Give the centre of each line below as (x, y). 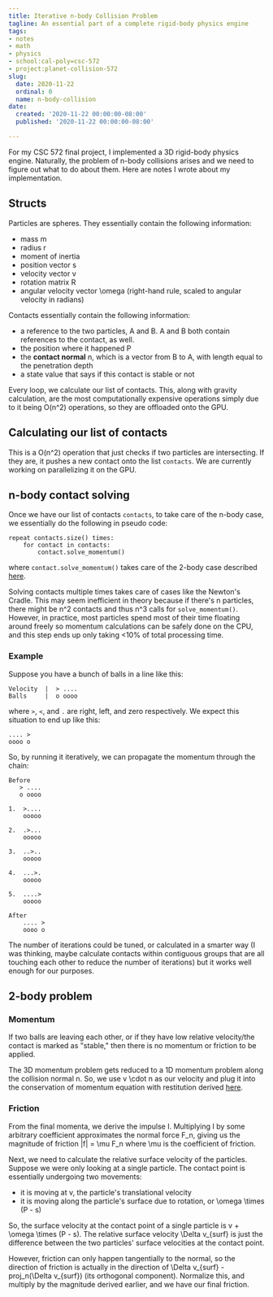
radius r (33, 247)
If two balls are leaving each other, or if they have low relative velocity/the (132, 1037)
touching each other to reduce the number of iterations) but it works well (130, 962)
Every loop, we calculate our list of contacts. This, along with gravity (123, 390)
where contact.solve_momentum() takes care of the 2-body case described (133, 568)
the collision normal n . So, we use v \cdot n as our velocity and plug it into (132, 1079)
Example (26, 656)
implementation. (35, 178)
